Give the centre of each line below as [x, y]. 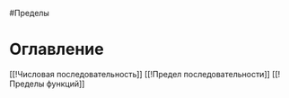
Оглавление [57, 49]
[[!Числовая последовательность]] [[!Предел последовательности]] [140, 74]
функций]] [66, 84]
